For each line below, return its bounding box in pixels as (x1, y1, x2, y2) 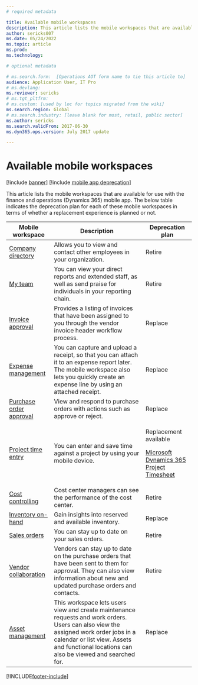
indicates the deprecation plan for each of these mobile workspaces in (6, 203, 178, 210)
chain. (54, 295, 71, 303)
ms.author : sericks (6, 118, 54, 124)
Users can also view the (54, 621, 120, 629)
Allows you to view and (54, 241, 118, 249)
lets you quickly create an (54, 373, 125, 382)
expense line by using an (54, 380, 123, 389)
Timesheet (145, 471, 175, 479)
